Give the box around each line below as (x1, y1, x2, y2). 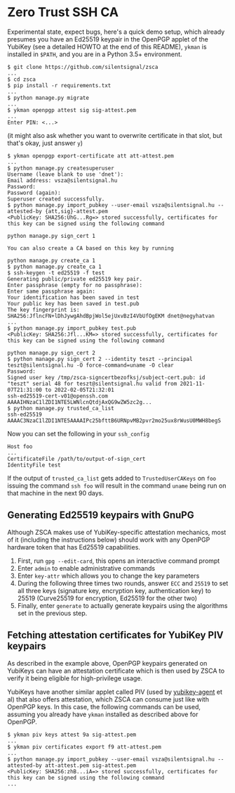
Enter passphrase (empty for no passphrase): (7, 281, 142, 288)
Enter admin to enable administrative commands (17, 564, 156, 572)
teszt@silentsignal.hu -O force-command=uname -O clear (7, 362, 174, 369)
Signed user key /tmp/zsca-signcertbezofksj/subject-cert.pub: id (7, 374, 206, 381)
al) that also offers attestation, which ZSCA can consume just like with (7, 694, 209, 704)
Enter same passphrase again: (7, 288, 96, 295)
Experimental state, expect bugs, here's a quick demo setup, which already (7, 27, 225, 36)
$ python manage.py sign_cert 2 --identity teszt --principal (7, 355, 193, 362)
